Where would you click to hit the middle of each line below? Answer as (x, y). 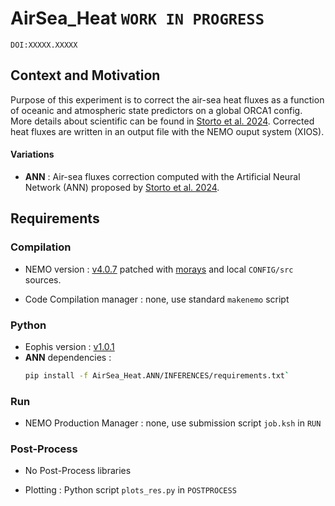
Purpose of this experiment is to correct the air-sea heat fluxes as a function (167, 99)
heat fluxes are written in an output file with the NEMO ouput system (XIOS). (167, 131)
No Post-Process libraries (78, 471)
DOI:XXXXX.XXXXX (44, 45)
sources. (43, 279)
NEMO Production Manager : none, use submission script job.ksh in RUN (173, 423)
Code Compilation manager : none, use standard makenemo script (157, 299)
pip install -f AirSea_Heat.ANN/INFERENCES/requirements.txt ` (157, 375)
